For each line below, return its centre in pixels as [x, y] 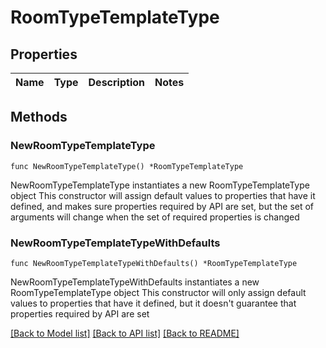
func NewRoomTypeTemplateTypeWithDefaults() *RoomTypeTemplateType [154, 263]
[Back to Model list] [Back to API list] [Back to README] [125, 333]
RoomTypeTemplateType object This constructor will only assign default [158, 292]
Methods [39, 117]
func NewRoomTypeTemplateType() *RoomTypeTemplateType [127, 166]
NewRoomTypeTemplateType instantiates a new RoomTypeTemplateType [160, 185]
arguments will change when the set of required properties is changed [155, 217]
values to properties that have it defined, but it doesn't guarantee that [153, 303]
